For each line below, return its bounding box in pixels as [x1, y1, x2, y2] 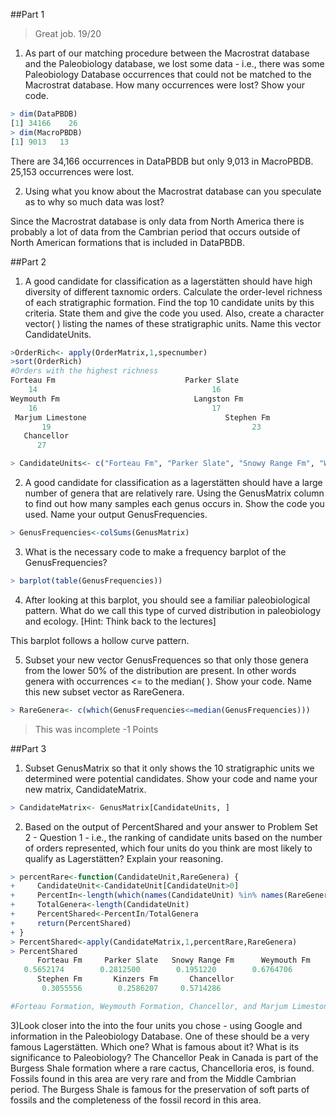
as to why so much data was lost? [24, 195, 165, 208]
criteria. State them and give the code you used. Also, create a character [24, 307, 325, 319]
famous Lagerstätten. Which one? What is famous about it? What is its [10, 1040, 300, 1053]
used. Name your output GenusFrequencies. [24, 509, 208, 520]
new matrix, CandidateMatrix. [24, 783, 147, 795]
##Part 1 [10, 9, 45, 20]
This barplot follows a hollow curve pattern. [10, 634, 190, 646]
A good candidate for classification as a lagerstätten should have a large [24, 477, 323, 488]
